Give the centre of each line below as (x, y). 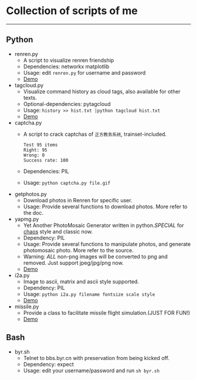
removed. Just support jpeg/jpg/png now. (74, 262)
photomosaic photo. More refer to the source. (78, 250)
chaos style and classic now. (58, 231)
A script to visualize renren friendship (69, 60)
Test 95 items (40, 145)
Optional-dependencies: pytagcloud (67, 104)
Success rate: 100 (46, 160)
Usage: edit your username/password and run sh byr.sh (91, 370)
